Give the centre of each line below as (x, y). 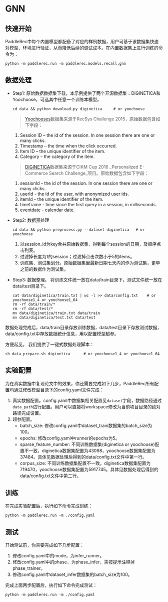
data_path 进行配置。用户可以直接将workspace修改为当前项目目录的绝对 (86, 406)
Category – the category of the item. (57, 157)
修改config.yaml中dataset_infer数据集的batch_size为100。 (72, 574)
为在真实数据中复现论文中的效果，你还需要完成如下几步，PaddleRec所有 (80, 383)
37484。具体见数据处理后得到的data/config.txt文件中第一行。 (83, 457)
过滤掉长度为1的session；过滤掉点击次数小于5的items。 (77, 256)
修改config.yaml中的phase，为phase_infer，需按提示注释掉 (73, 562)
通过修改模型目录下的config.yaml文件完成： (59, 390)
